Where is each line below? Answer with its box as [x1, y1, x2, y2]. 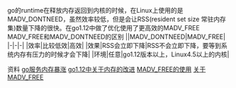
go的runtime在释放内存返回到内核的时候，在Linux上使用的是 [7, 6, 184, 14]
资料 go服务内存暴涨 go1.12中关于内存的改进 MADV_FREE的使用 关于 [7, 65, 206, 73]
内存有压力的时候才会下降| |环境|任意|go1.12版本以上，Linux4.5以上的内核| [13, 50, 230, 58]
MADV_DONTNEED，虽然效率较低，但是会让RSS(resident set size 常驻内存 [7, 15, 227, 23]
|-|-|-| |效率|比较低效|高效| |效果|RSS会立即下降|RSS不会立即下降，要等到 [7, 42, 222, 49]
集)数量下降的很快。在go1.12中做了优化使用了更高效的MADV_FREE [7, 24, 200, 32]
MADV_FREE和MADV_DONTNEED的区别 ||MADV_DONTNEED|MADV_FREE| [7, 32, 225, 41]
